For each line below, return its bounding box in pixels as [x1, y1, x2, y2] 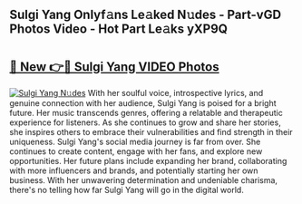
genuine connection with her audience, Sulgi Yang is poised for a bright [9, 98, 277, 108]
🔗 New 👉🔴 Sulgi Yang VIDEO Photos [9, 59, 219, 74]
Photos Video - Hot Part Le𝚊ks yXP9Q [9, 22, 229, 37]
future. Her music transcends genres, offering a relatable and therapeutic [9, 108, 283, 118]
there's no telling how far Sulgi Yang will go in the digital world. [9, 185, 245, 195]
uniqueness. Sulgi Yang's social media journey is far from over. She [9, 136, 261, 147]
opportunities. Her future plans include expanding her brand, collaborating [9, 156, 287, 166]
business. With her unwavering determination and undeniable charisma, [9, 175, 278, 185]
